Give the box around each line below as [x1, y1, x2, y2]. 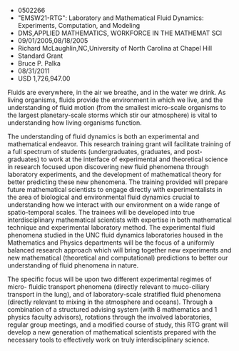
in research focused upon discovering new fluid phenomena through [7, 163, 209, 171]
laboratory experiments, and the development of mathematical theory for [7, 171, 222, 178]
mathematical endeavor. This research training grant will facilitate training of [7, 140, 231, 148]
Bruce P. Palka [17, 59, 61, 67]
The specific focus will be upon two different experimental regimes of [7, 275, 212, 283]
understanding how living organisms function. [7, 118, 143, 127]
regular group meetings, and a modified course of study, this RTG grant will [7, 320, 229, 329]
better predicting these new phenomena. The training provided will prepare [7, 178, 228, 186]
